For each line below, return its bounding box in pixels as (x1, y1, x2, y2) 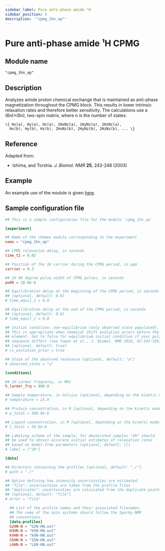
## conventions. (9, 514, 43, 519)
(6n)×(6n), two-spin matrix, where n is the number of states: (5, 112, 127, 118)
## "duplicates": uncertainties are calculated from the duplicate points (5, 487, 162, 492)
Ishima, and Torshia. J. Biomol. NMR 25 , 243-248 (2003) (12, 162, 127, 168)
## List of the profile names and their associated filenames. (9, 506, 141, 511)
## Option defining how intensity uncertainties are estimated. (5, 478, 139, 483)
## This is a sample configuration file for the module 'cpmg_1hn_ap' (5, 217, 153, 222)
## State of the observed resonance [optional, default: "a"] (5, 357, 135, 362)
